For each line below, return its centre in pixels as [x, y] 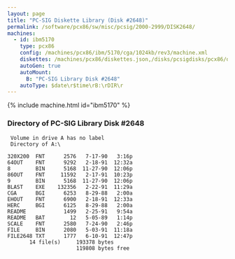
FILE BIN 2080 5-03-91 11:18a [70, 230]
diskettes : [36, 59]
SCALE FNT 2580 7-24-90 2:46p [70, 224]
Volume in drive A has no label [57, 138]
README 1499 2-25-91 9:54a [70, 211]
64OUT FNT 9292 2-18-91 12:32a [70, 162]
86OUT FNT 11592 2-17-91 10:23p [70, 175]
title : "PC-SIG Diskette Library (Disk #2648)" [78, 20]
